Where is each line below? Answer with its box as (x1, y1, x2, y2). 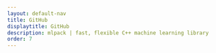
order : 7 (7, 36, 33, 43)
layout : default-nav (7, 10, 67, 17)
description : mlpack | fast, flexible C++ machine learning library (7, 29, 209, 36)
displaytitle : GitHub (7, 23, 70, 30)
